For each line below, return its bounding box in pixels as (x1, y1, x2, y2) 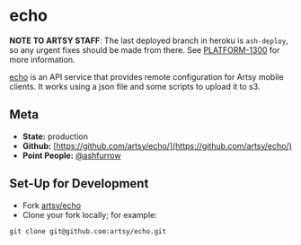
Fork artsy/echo (22, 199, 82, 211)
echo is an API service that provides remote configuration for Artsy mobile (9, 71, 285, 82)
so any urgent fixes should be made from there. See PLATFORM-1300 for (9, 44, 280, 55)
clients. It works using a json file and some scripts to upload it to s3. (9, 81, 261, 92)
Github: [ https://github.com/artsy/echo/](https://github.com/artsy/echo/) (22, 140, 292, 151)
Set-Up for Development (9, 176, 149, 191)
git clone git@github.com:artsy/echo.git (9, 226, 167, 236)
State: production (22, 131, 88, 142)
